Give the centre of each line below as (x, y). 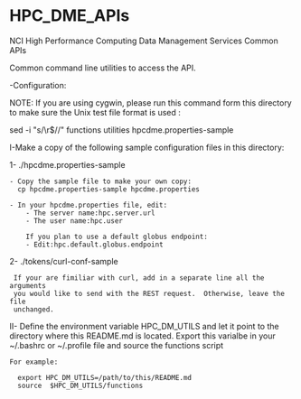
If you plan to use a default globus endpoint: (117, 237)
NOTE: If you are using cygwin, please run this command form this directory (150, 102)
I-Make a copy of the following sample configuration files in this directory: (147, 147)
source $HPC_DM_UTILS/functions (80, 385)
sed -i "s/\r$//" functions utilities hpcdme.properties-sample (122, 130)
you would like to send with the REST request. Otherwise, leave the (149, 293)
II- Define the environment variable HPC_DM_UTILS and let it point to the (144, 326)
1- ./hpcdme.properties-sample (67, 164)
